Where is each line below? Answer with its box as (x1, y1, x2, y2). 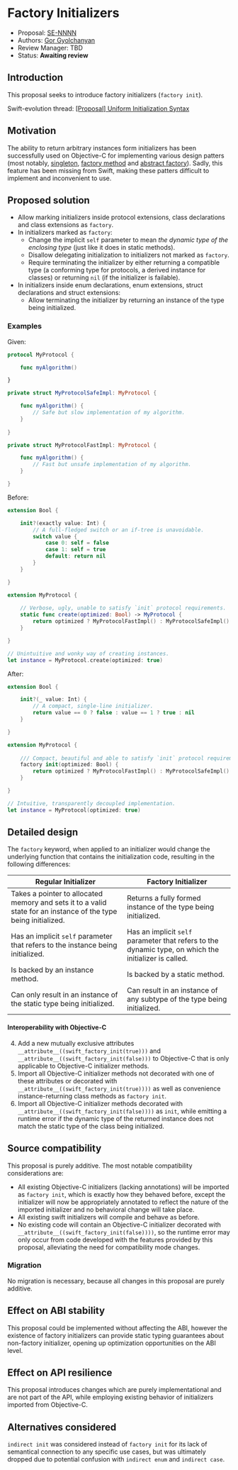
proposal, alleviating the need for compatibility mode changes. (17, 1243, 200, 1251)
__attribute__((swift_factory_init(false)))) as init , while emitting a (17, 1107, 227, 1115)
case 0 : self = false (45, 539, 110, 547)
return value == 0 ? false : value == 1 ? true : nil (33, 709, 195, 717)
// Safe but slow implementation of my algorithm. (33, 409, 186, 416)
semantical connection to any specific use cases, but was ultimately (7, 1447, 207, 1456)
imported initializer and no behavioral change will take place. (17, 1205, 195, 1214)
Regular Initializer (35, 877, 96, 887)
